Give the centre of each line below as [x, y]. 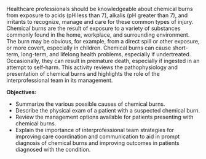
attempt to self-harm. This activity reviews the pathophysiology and [92, 67]
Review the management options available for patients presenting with [104, 117]
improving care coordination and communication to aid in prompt [97, 136]
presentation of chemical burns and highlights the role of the [83, 74]
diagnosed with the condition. [53, 150]
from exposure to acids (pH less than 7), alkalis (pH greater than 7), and [97, 15]
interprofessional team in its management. [60, 80]
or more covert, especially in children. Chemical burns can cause [89, 48]
